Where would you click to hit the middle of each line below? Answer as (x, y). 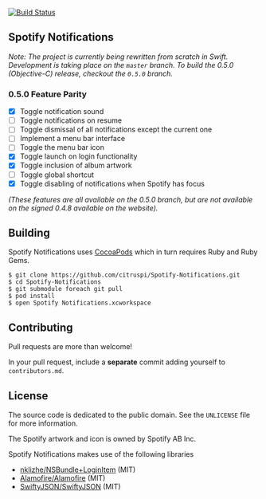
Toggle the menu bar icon (62, 147)
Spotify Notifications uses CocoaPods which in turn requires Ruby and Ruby (133, 252)
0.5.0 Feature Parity (48, 94)
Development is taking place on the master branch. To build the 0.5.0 (121, 65)
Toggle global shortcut (57, 175)
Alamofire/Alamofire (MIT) (63, 478)
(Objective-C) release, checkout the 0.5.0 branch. (91, 73)
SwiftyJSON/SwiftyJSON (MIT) (70, 487)
